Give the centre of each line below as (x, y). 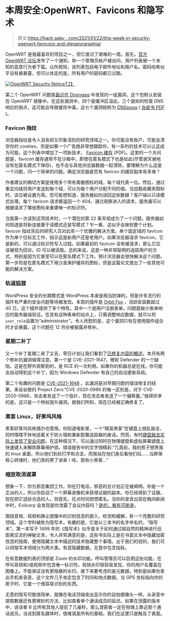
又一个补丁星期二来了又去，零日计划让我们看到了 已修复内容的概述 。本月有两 (85, 353)
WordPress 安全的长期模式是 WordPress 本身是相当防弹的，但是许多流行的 (83, 295)
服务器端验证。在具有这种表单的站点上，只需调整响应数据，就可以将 (85, 314)
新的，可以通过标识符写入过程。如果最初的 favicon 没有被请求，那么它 (83, 244)
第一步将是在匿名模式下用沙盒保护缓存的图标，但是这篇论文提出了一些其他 (83, 263)
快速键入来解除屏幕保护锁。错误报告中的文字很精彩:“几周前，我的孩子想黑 (82, 447)
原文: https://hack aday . (42, 38)
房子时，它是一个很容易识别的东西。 (43, 584)
